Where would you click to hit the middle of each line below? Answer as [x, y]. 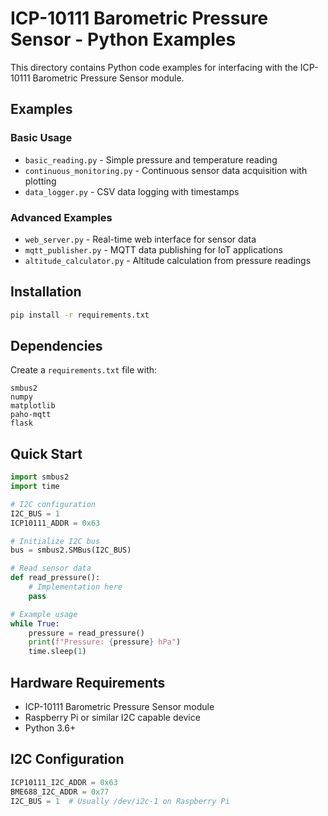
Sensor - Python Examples [123, 39]
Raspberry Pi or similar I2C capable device [112, 718]
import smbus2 [40, 477]
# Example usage [44, 614]
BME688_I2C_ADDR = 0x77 [60, 792]
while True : [35, 623]
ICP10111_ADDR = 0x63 [55, 523]
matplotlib [33, 406]
